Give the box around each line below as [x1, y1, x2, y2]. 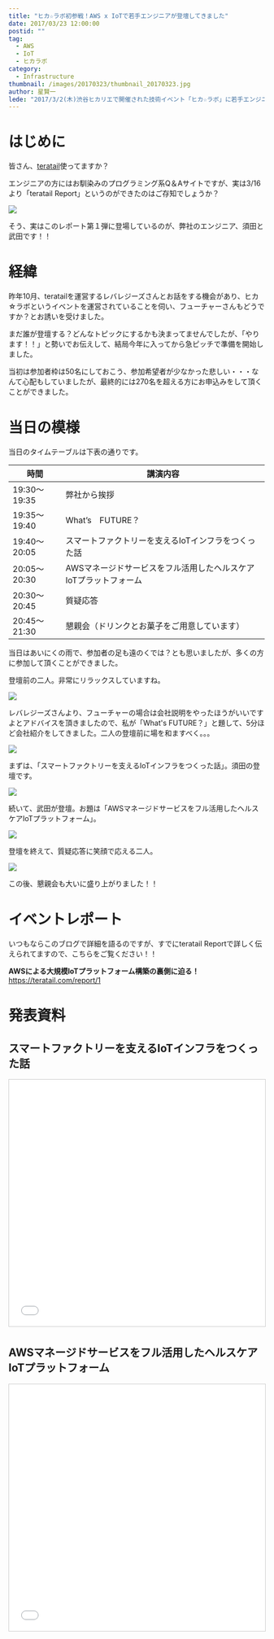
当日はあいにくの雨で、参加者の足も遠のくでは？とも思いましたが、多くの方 [8, 648, 264, 658]
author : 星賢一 [8, 87, 56, 96]
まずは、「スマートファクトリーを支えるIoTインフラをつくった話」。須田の [8, 761, 254, 771]
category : [8, 65, 42, 73]
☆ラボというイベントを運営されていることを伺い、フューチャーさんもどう [8, 302, 258, 312]
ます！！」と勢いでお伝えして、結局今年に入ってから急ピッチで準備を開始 [8, 339, 257, 349]
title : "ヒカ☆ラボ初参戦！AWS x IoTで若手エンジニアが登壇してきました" [8, 11, 229, 20]
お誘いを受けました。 [36, 312, 108, 321]
